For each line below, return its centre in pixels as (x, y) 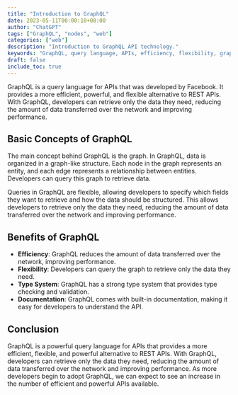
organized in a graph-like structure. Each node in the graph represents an (114, 164)
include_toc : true (34, 67)
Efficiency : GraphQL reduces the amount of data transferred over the (119, 254)
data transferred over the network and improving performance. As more (112, 369)
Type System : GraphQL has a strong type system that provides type (117, 285)
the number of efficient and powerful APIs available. (83, 384)
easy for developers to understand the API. (80, 307)
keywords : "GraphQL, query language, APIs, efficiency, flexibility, (112, 54)
